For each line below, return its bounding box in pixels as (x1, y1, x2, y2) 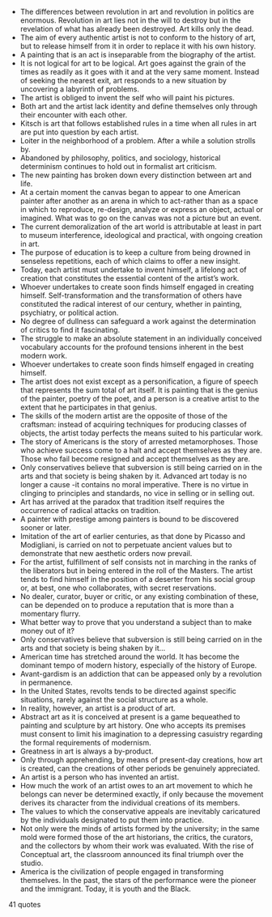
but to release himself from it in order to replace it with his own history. (19, 41, 257, 51)
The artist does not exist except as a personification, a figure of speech (19, 376, 259, 386)
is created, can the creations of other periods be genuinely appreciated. (19, 764, 261, 773)
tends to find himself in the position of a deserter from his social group (19, 575, 256, 584)
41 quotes (8, 900, 41, 909)
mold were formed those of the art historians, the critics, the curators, (19, 833, 253, 842)
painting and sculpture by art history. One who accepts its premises (19, 720, 246, 730)
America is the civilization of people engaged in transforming (19, 867, 224, 877)
